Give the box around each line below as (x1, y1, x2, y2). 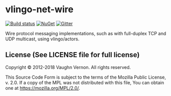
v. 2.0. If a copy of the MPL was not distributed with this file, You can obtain (5, 79, 164, 85)
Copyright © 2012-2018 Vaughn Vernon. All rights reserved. (5, 64, 131, 70)
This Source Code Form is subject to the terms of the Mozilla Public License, (5, 74, 166, 80)
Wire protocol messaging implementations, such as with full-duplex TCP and (5, 30, 166, 36)
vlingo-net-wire (5, 4, 74, 15)
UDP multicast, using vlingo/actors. (5, 36, 80, 42)
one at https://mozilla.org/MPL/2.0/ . (5, 85, 81, 91)
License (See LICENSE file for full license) (5, 51, 140, 59)
